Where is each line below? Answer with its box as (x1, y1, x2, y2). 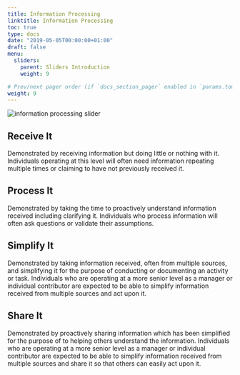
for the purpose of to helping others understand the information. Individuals (7, 336, 230, 345)
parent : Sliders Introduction (20, 64, 111, 71)
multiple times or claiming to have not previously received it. (7, 164, 184, 173)
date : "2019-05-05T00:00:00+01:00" (7, 37, 114, 44)
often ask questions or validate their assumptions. (7, 219, 154, 227)
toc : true (7, 24, 37, 31)
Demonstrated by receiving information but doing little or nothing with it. (7, 149, 220, 158)
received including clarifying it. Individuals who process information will (7, 211, 218, 220)
